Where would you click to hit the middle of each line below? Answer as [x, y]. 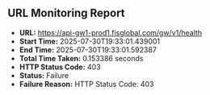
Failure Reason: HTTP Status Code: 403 [86, 84]
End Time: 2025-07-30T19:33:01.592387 [88, 50]
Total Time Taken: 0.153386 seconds [81, 58]
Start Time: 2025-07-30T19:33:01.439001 [90, 41]
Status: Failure [44, 75]
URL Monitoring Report [67, 13]
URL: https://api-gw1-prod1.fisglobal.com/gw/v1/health [111, 32]
